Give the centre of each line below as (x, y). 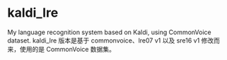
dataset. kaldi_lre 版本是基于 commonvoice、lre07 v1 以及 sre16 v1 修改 (111, 40)
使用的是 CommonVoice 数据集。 (67, 49)
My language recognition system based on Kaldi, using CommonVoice (110, 32)
